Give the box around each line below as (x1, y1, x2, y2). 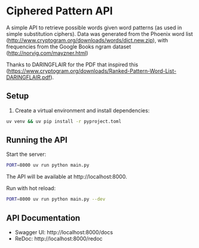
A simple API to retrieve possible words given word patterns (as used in (6, 24, 182, 31)
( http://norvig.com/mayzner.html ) (6, 49, 88, 56)
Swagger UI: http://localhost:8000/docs (14, 229, 114, 235)
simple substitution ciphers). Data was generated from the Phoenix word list (6, 30, 193, 37)
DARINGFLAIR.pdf (6, 74, 51, 81)
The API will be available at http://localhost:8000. (6, 173, 127, 180)
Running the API (6, 135, 68, 145)
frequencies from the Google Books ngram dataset (6, 43, 131, 50)
